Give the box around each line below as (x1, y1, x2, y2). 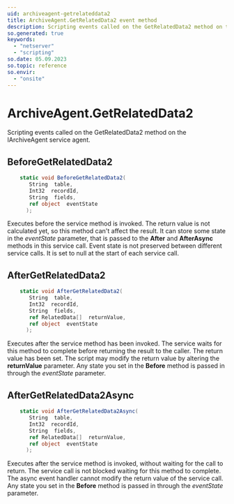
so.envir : (7, 68, 36, 75)
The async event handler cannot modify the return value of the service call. (7, 474, 224, 482)
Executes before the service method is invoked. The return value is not (7, 219, 210, 228)
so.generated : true (7, 29, 64, 37)
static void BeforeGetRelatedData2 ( (19, 175, 127, 181)
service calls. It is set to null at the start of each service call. (7, 249, 180, 258)
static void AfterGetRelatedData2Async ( (19, 408, 139, 415)
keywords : (7, 36, 36, 43)
